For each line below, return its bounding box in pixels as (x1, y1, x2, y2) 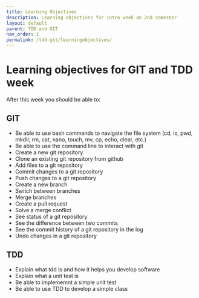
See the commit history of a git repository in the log (15, 225, 143, 233)
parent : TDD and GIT (6, 25, 59, 32)
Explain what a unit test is (15, 272, 79, 279)
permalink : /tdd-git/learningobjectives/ (6, 37, 113, 43)
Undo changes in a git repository (15, 232, 97, 239)
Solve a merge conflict (15, 206, 71, 213)
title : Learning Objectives (6, 8, 77, 15)
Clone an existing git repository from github (15, 155, 124, 162)
